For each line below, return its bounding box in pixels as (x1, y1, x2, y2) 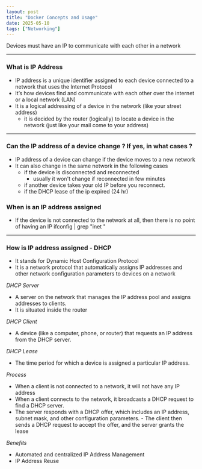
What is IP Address (6, 63, 63, 71)
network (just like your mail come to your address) (23, 121, 149, 128)
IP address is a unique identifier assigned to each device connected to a (14, 77, 194, 84)
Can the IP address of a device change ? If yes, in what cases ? (6, 142, 193, 151)
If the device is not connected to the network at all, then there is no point (14, 216, 195, 224)
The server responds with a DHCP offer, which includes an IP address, (14, 408, 189, 416)
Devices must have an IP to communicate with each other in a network (6, 42, 181, 49)
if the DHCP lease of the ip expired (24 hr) (23, 187, 129, 195)
